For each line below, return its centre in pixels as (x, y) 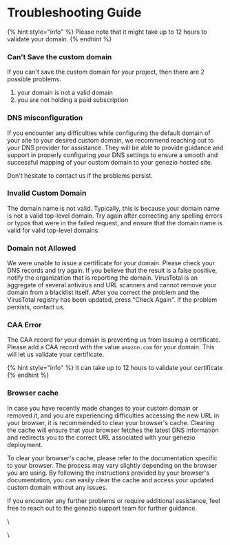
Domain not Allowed (42, 248)
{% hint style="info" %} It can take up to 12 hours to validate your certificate (115, 368)
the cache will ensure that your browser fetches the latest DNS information (113, 430)
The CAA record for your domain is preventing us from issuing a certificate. (114, 340)
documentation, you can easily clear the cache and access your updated (111, 480)
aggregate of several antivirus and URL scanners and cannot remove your (112, 285)
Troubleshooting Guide (74, 13)
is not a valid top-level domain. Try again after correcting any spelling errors (115, 216)
